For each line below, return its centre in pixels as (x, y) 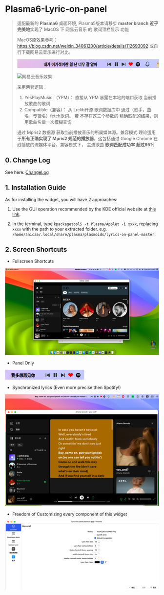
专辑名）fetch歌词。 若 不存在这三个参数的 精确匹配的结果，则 (96, 116)
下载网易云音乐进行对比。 (47, 52)
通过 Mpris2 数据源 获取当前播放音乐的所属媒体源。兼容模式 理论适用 (86, 132)
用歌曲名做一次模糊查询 (48, 122)
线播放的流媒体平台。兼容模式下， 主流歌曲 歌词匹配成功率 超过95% (86, 145)
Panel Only (23, 363)
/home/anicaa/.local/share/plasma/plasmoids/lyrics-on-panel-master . (84, 234)
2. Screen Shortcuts (36, 249)
